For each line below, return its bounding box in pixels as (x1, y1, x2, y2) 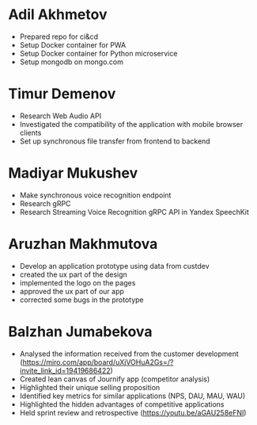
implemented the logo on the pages (19, 278, 136, 287)
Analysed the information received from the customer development (19, 349, 239, 358)
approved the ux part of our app (19, 286, 125, 296)
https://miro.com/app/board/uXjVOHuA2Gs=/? (22, 357, 174, 366)
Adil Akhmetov (8, 6, 108, 24)
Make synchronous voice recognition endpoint (19, 190, 172, 200)
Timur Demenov (8, 85, 116, 103)
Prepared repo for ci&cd (19, 32, 99, 41)
